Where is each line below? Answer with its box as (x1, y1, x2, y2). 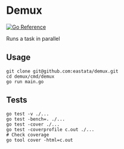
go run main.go (6, 78, 44, 84)
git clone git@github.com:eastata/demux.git (6, 68, 119, 74)
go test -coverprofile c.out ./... (6, 126, 95, 132)
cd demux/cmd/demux (6, 73, 55, 80)
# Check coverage (6, 132, 49, 138)
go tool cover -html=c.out (6, 137, 73, 143)
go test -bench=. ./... (6, 116, 66, 122)
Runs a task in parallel (6, 35, 60, 42)
